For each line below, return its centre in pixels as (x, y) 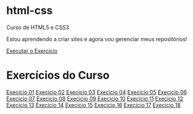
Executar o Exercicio (32, 51)
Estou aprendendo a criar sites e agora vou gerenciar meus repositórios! (97, 39)
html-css (29, 11)
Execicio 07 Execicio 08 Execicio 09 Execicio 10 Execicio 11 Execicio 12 (95, 98)
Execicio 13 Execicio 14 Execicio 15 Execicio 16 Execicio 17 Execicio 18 (93, 105)
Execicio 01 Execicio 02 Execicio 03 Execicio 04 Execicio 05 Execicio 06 (96, 92)
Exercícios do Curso (58, 75)
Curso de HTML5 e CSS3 (38, 27)
